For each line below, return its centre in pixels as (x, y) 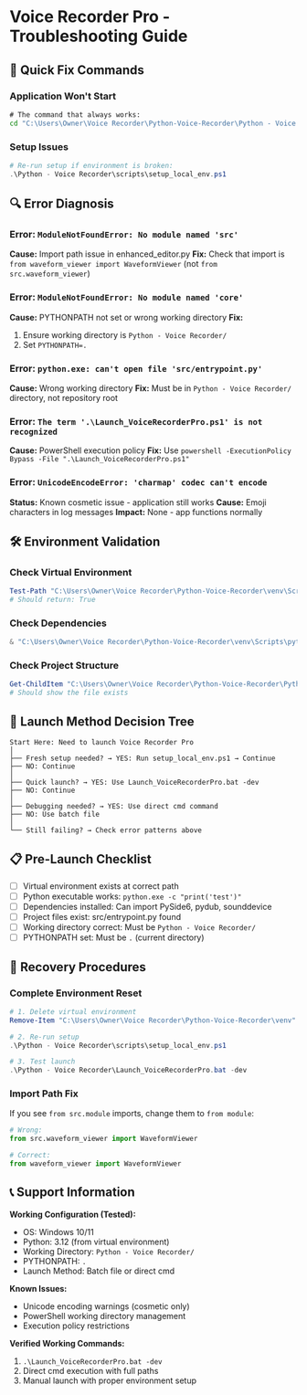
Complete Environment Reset (76, 993)
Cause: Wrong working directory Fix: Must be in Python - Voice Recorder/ (151, 388)
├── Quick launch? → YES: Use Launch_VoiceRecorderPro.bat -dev (134, 783)
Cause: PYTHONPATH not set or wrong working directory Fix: (127, 317)
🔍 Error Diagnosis (62, 204)
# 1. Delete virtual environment (73, 1011)
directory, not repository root (64, 397)
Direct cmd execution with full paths (90, 1370)
